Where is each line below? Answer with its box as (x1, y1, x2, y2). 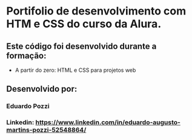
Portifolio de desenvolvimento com (6, 4, 187, 18)
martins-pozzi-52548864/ (6, 126, 87, 134)
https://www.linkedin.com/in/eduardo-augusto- (35, 118, 180, 127)
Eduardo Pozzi (6, 102, 50, 110)
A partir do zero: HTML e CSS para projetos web (15, 66, 136, 74)
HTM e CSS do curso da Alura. (6, 17, 162, 31)
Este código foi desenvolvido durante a (6, 41, 157, 51)
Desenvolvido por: (6, 84, 78, 94)
